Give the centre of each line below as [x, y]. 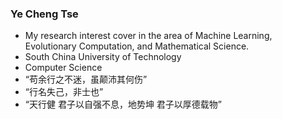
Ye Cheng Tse [44, 14]
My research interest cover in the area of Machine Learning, [148, 36]
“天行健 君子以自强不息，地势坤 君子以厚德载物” [123, 104]
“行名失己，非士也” [64, 92]
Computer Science [63, 68]
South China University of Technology [103, 57]
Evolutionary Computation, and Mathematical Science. [137, 46]
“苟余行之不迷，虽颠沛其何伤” [86, 79]
